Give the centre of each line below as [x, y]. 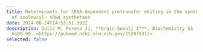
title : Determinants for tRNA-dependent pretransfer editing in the [94, 12]
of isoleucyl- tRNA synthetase [51, 17]
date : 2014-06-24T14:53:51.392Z [47, 23]
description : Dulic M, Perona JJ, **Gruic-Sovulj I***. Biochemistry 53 [100, 28]
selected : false [27, 39]
